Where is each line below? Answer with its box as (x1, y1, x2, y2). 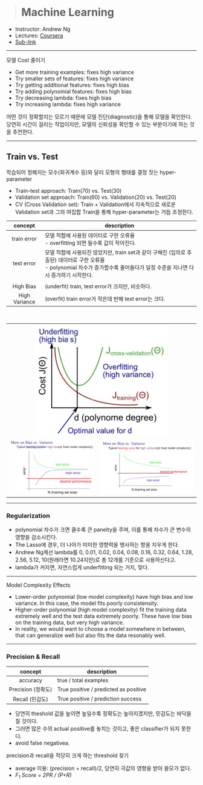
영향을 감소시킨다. (14, 533, 57, 540)
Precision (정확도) (8, 686, 53, 693)
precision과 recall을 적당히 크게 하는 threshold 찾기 (6, 752, 129, 759)
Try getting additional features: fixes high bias (14, 81, 130, 88)
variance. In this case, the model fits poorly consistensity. (14, 599, 159, 607)
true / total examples (57, 677, 109, 684)
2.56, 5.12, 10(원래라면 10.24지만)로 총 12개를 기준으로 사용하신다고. (14, 556, 176, 563)
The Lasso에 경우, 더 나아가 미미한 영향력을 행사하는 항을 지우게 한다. (14, 541, 179, 548)
